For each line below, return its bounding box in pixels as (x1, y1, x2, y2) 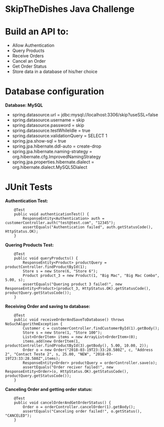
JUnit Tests (5, 182, 53, 193)
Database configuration (5, 86, 104, 97)
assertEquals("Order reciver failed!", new (23, 365, 113, 370)
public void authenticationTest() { (14, 212, 90, 217)
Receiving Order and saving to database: (5, 304, 91, 309)
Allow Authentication (12, 42, 55, 48)
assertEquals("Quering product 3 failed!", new (23, 282, 122, 287)
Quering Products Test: (5, 242, 54, 248)
